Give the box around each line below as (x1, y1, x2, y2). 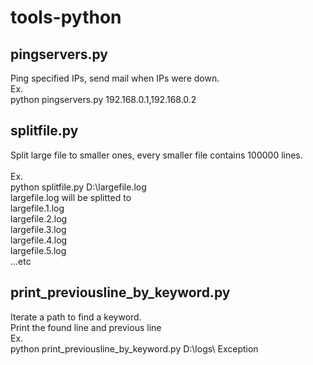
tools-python (10, 6, 122, 29)
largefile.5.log (10, 244, 67, 256)
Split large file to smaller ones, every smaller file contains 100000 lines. (10, 149, 303, 161)
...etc (10, 255, 32, 267)
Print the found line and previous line (10, 321, 162, 333)
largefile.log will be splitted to (10, 191, 132, 203)
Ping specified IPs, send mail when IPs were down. (10, 72, 220, 84)
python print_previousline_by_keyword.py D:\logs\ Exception (10, 342, 259, 355)
